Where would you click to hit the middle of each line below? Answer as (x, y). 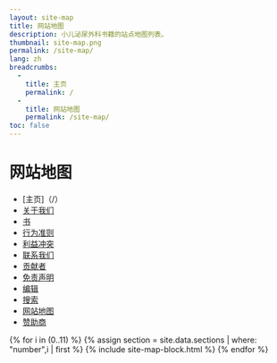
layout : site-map (42, 17)
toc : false (29, 126)
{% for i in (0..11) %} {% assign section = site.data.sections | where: (133, 340)
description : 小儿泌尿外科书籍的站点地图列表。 (88, 34)
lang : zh (25, 59)
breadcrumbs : (34, 68)
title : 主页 (46, 84)
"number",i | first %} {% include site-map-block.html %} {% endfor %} (139, 349)
